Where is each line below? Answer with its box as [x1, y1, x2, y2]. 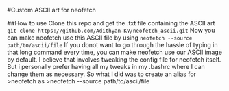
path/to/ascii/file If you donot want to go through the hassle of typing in [7, 41, 218, 49]
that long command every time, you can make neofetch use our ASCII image [7, 48, 223, 56]
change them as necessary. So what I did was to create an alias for [7, 70, 197, 78]
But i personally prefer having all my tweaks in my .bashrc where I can [7, 63, 206, 70]
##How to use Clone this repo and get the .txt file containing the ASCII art [7, 19, 215, 27]
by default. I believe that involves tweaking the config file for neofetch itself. [7, 55, 221, 64]
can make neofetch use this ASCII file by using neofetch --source [7, 34, 193, 42]
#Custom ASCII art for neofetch [7, 6, 96, 14]
